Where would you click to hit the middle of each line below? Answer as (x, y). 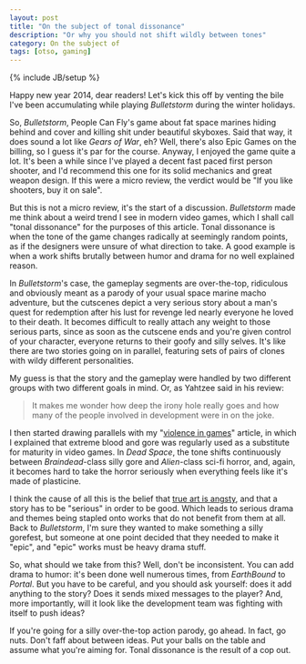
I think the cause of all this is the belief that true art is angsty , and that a (143, 499)
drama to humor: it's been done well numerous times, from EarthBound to (148, 575)
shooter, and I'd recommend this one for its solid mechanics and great (141, 171)
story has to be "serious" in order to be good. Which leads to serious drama (152, 508)
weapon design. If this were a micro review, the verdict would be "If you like (151, 181)
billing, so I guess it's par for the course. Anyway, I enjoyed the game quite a (153, 152)
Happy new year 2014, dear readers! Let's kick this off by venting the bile (147, 96)
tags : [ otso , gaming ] (51, 52)
